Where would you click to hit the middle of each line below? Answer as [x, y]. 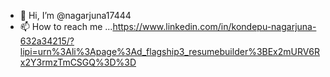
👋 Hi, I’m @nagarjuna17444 [75, 15]
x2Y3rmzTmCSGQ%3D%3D [78, 62]
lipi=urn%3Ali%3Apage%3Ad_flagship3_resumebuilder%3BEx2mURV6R [169, 51]
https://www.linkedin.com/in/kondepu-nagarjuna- [214, 26]
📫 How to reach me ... [66, 26]
